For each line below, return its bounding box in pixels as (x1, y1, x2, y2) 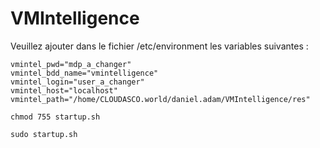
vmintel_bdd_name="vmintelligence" (10, 68, 159, 78)
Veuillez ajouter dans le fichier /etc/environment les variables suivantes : (10, 40, 309, 52)
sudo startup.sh (10, 129, 78, 139)
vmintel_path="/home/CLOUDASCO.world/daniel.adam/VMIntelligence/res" (10, 94, 311, 104)
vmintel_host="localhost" (10, 85, 118, 96)
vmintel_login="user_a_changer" (10, 77, 145, 87)
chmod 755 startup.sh (10, 112, 101, 122)
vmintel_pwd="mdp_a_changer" (10, 59, 132, 69)
